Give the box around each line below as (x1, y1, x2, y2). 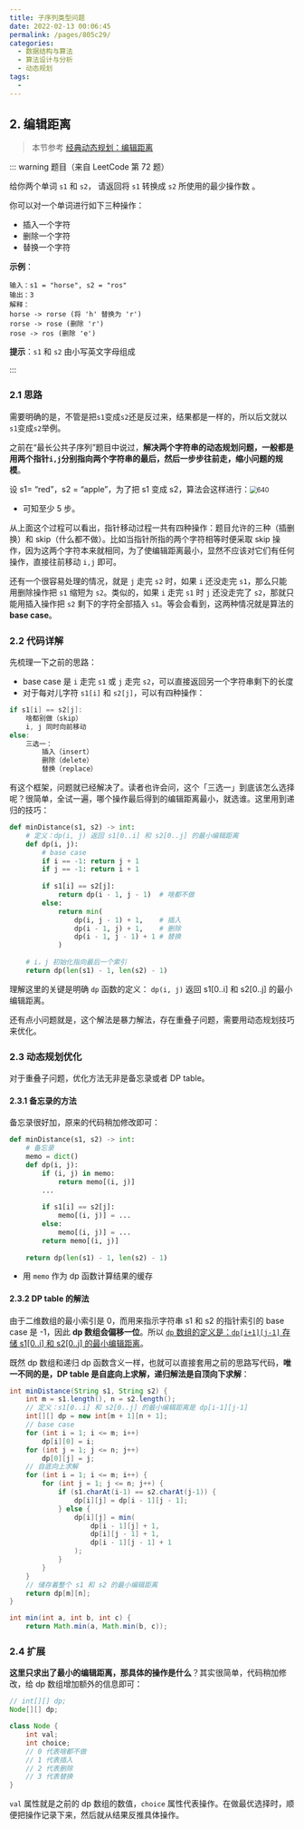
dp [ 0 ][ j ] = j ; (42, 1454, 95, 1463)
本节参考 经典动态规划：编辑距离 (31, 142, 154, 153)
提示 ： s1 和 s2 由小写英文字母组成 (9, 346, 136, 357)
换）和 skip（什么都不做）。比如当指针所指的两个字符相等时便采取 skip (9, 533, 271, 544)
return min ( (57, 907, 103, 916)
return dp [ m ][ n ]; (25, 1589, 91, 1598)
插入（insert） (42, 747, 93, 757)
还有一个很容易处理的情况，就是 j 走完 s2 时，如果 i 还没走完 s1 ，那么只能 (9, 575, 288, 586)
